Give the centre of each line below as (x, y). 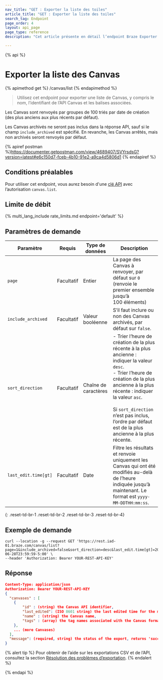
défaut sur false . (132, 329)
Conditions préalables (39, 172)
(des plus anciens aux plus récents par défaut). (52, 117)
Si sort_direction (133, 409)
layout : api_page (23, 28)
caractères (95, 391)
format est (125, 497)
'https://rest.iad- (97, 542)
